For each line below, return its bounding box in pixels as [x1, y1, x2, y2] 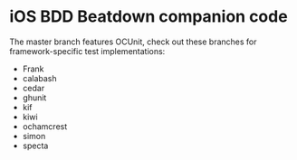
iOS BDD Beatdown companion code [9, 6, 288, 27]
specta [22, 140, 49, 151]
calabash [22, 72, 57, 83]
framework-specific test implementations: [9, 45, 166, 56]
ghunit [22, 92, 47, 103]
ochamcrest [22, 120, 68, 132]
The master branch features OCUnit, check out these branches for [9, 36, 257, 47]
